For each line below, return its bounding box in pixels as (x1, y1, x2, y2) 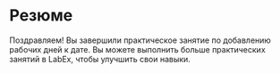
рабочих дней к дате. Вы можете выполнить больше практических (9, 44, 266, 54)
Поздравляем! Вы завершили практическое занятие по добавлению (9, 35, 271, 45)
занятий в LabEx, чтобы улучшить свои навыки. (9, 53, 191, 64)
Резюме (9, 5, 73, 26)
